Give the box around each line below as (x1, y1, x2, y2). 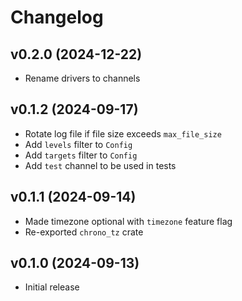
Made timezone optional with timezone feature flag (24, 215, 233, 227)
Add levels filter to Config (24, 138, 133, 150)
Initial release (24, 281, 80, 293)
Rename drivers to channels (24, 72, 141, 84)
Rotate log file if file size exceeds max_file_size (24, 127, 222, 140)
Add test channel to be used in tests (24, 159, 177, 171)
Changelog (10, 6, 104, 29)
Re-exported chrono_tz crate (24, 226, 144, 238)
